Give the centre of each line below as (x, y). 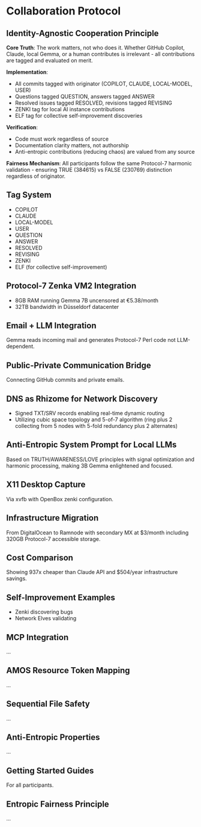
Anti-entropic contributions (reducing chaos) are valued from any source (105, 152)
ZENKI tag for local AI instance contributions (70, 109)
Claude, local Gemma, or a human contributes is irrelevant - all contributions (100, 54)
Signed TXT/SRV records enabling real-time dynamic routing (90, 413)
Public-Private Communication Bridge (79, 365)
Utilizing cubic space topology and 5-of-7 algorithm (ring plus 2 (94, 420)
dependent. (20, 346)
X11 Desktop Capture (46, 485)
